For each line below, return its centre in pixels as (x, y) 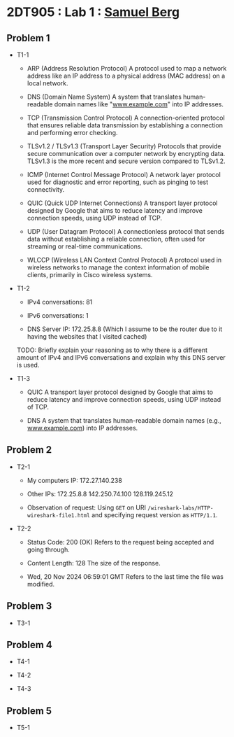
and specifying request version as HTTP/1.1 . (154, 514)
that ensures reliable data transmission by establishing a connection (125, 125)
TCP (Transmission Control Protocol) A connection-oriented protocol (126, 118)
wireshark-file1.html (58, 515)
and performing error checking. (72, 133)
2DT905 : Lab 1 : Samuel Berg (93, 12)
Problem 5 (29, 711)
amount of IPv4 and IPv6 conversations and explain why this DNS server (121, 357)
